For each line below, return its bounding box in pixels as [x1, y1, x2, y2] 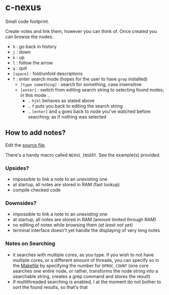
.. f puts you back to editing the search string [27, 103, 123, 109]
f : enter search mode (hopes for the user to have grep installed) [12, 76, 148, 82]
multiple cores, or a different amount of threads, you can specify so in [12, 257, 159, 263]
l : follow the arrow [12, 60, 53, 66]
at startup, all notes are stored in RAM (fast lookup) [12, 182, 120, 188]
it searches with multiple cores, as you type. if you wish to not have [12, 251, 154, 258]
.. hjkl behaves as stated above [27, 97, 95, 103]
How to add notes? [5, 129, 66, 137]
